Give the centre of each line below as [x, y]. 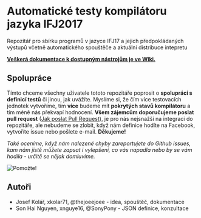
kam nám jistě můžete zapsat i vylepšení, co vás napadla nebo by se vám [100, 149]
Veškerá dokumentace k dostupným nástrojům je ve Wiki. [81, 59]
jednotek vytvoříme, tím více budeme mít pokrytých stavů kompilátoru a [99, 106]
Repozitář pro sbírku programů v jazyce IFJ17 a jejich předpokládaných [95, 41]
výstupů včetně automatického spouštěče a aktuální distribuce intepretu [97, 47]
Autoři [19, 187]
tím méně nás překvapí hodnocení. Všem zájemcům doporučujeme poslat [101, 112]
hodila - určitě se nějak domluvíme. [51, 156]
